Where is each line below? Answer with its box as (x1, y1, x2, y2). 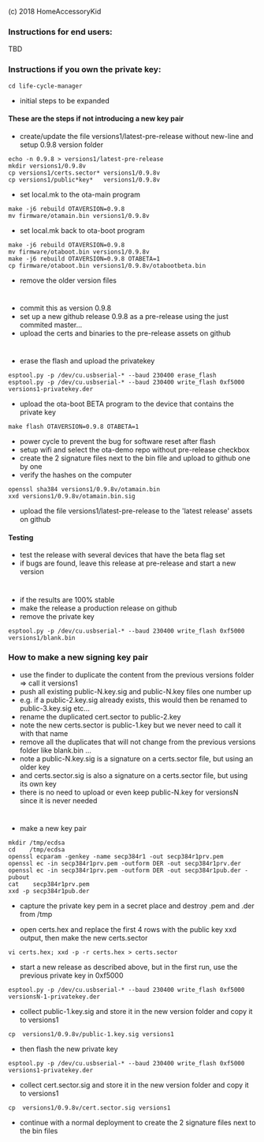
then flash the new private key (19, 1044, 118, 1054)
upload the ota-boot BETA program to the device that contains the (19, 399, 235, 409)
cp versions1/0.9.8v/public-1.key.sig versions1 (8, 1031, 175, 1039)
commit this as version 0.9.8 (19, 303, 112, 313)
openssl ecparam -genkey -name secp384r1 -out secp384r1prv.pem (8, 853, 224, 861)
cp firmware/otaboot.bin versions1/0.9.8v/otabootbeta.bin (8, 261, 206, 269)
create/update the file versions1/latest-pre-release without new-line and (19, 131, 254, 141)
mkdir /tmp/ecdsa (8, 839, 65, 847)
